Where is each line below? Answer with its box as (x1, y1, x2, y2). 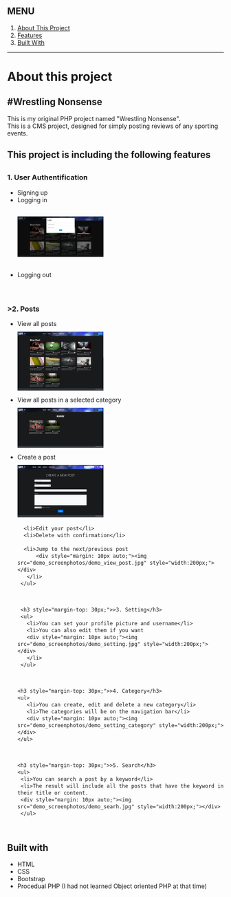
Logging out (16, 271, 52, 279)
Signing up (16, 188, 48, 197)
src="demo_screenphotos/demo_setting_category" (16, 722, 156, 728)
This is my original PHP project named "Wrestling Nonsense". (7, 114, 181, 122)
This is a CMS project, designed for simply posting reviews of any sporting (7, 122, 219, 130)
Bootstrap (16, 875, 45, 883)
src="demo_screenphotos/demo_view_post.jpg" (16, 559, 147, 566)
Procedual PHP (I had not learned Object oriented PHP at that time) (16, 882, 208, 890)
